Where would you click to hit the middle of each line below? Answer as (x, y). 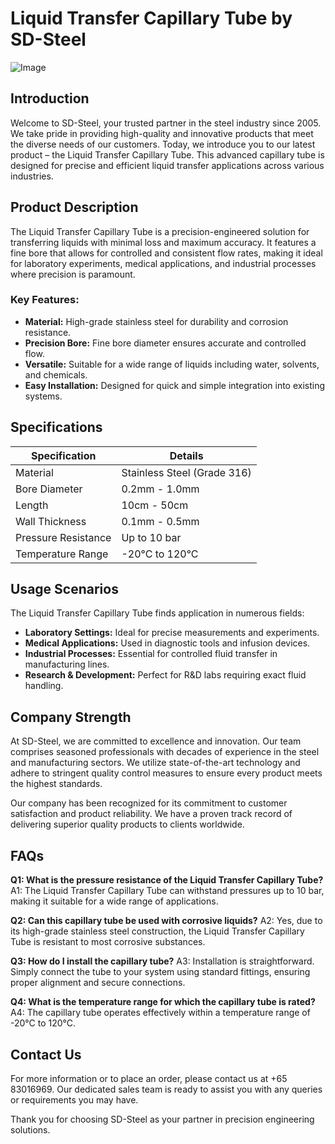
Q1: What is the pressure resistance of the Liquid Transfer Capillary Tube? (167, 880)
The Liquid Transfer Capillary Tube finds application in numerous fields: (157, 613)
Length (32, 505)
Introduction (50, 98)
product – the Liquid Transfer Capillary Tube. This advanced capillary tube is (167, 154)
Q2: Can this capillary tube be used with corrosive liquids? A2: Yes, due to (166, 921)
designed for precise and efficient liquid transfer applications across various (167, 165)
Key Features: (45, 300)
